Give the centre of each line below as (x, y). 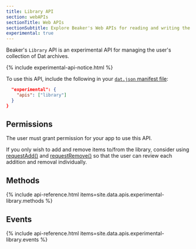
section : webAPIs (27, 17)
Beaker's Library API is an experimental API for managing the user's (89, 50)
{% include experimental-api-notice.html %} (60, 67)
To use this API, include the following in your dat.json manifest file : (87, 79)
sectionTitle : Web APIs (35, 22)
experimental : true (30, 33)
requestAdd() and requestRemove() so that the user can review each (89, 156)
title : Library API (30, 11)
